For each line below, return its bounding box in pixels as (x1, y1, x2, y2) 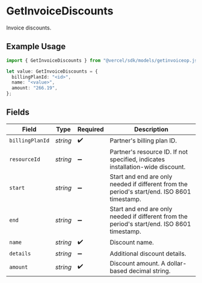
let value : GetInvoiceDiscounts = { (6, 68, 98, 75)
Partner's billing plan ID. (109, 136, 177, 145)
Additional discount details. (109, 249, 186, 258)
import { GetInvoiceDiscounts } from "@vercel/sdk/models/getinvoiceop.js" (6, 57, 200, 64)
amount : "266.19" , (11, 85, 58, 91)
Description (134, 125, 168, 133)
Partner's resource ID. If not (109, 147, 188, 156)
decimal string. (129, 266, 171, 275)
